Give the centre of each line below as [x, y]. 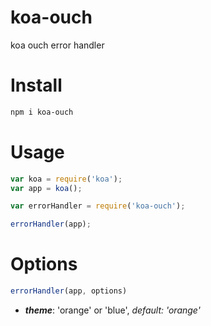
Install [36, 85]
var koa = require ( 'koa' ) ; [66, 179]
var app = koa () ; [46, 188]
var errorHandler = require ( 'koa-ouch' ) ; [98, 206]
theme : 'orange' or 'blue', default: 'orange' [112, 310]
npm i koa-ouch [42, 112]
